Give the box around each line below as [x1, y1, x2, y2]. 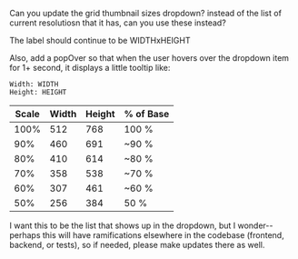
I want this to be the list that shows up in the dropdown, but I [9, 220, 236, 231]
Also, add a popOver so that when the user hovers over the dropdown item [9, 53, 289, 63]
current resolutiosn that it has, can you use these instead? [9, 17, 227, 28]
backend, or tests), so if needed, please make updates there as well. [9, 240, 265, 250]
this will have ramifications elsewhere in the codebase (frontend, [42, 230, 284, 240]
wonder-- [237, 220, 273, 231]
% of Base [124, 108, 170, 120]
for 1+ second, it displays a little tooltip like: [9, 63, 171, 73]
